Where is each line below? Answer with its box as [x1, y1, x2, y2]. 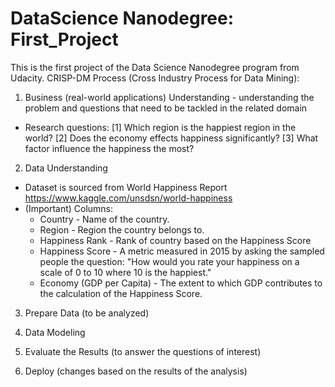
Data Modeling [24, 326, 86, 338]
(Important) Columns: [24, 202, 114, 214]
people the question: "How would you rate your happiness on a [39, 255, 300, 267]
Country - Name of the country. [39, 213, 170, 225]
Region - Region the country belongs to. [39, 223, 205, 236]
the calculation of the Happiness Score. [39, 287, 203, 299]
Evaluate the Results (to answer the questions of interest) [24, 345, 262, 357]
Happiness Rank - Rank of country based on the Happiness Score [39, 234, 312, 246]
